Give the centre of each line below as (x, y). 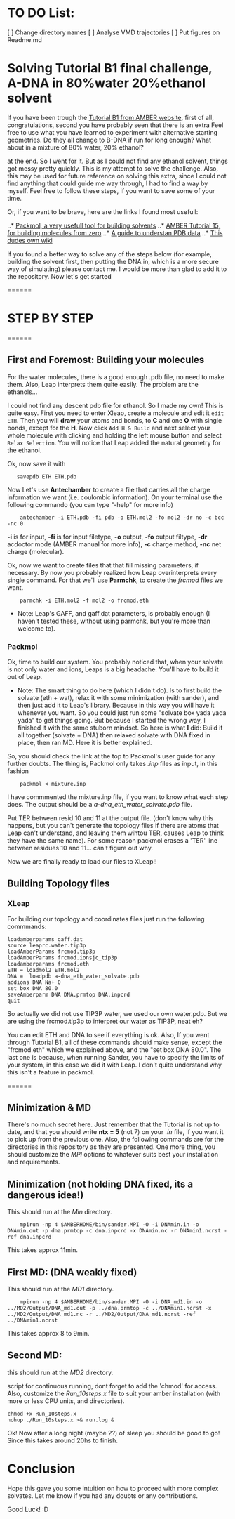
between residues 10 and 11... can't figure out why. (80, 848)
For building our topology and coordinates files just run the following (106, 919)
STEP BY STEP (51, 318)
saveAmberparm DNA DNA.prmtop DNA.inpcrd (69, 994)
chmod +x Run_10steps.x (42, 1414)
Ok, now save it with (36, 463)
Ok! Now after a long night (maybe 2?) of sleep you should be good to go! (114, 1433)
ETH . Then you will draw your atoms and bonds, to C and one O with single (115, 420)
